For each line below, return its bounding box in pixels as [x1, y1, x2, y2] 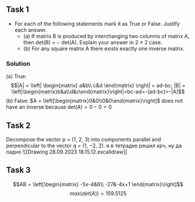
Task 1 [6, 5, 29, 15]
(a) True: [6, 73, 27, 80]
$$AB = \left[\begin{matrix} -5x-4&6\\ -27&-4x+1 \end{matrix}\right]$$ [12, 180, 184, 187]
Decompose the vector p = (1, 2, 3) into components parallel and [6, 135, 162, 142]
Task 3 [6, 165, 31, 175]
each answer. [14, 26, 47, 33]
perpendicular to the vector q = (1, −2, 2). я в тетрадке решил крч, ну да [6, 142, 182, 149]
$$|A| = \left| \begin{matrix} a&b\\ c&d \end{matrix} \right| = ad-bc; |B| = [11, 82, 186, 89]
